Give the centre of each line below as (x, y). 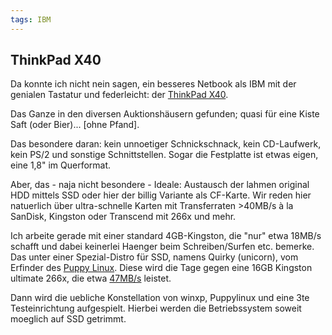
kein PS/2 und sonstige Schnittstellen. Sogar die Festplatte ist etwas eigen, (164, 155)
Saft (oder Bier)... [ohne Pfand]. (75, 125)
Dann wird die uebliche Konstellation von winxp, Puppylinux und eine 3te (160, 298)
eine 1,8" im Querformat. (61, 165)
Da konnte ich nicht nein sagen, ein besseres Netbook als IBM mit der (153, 84)
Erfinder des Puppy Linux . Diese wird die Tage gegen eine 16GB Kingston (161, 268)
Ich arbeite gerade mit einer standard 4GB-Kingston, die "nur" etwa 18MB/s (166, 236)
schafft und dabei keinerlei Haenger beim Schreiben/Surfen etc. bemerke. (162, 247)
